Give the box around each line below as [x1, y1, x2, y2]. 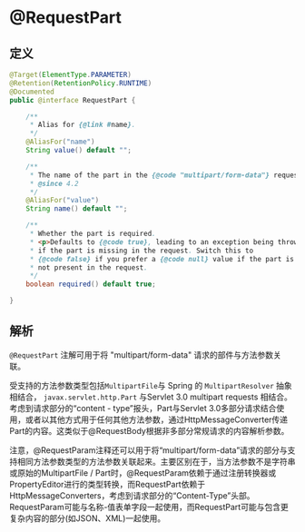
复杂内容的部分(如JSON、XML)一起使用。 [9, 512, 166, 524]
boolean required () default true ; [25, 280, 156, 289]
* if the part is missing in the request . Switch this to [29, 246, 254, 255]
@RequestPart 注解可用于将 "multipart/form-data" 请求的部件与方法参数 [9, 349, 274, 360]
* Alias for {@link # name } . [29, 121, 136, 130]
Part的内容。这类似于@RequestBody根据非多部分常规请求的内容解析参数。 [9, 425, 290, 436]
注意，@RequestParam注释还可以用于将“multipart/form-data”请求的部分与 [9, 444, 288, 456]
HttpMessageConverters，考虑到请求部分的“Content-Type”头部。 [9, 489, 255, 501]
